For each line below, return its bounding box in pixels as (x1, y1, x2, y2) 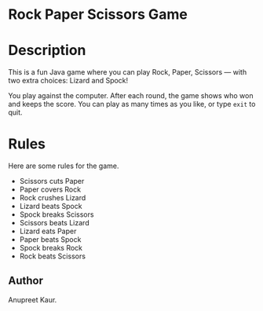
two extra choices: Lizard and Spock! (8, 76, 129, 86)
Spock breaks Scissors (19, 210, 94, 219)
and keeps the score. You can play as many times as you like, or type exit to (8, 100, 256, 109)
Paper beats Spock (19, 235, 82, 244)
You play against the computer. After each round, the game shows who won (8, 91, 254, 101)
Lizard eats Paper (19, 226, 77, 236)
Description (8, 42, 86, 60)
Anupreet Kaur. (8, 295, 57, 304)
